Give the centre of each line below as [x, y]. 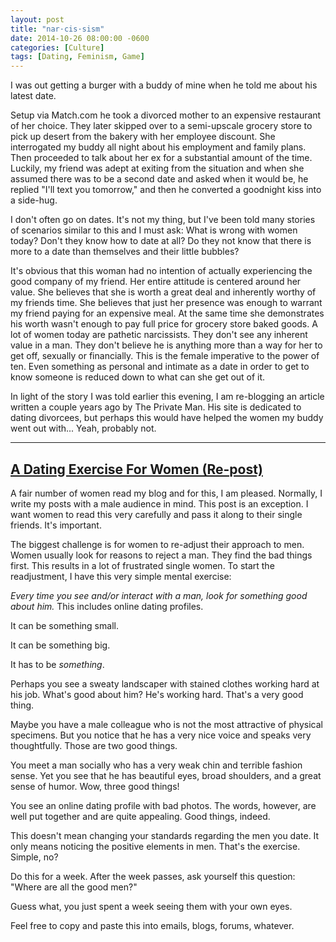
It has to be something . [57, 664]
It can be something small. [64, 625]
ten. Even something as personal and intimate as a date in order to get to [160, 367]
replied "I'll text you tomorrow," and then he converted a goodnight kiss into [166, 190]
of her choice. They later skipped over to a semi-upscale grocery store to [161, 126]
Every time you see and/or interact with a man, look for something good [159, 595]
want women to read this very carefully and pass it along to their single [156, 514]
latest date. [33, 96]
